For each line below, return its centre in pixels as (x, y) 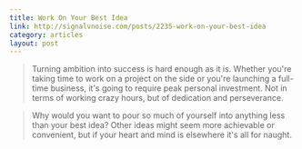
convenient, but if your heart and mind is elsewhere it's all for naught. (162, 135)
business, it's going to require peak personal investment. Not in (169, 88)
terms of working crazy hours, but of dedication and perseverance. (157, 98)
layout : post (34, 43)
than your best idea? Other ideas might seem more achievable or (153, 125)
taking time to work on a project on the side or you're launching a (154, 79)
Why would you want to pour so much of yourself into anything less (158, 115)
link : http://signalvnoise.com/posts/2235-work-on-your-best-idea (138, 26)
